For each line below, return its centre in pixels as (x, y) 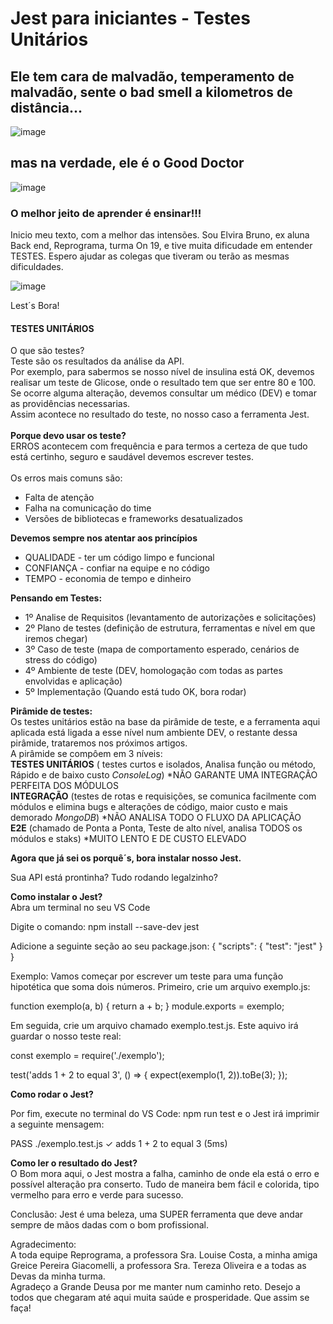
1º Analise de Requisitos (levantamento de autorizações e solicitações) (170, 618)
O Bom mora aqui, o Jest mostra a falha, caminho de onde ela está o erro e (165, 1174)
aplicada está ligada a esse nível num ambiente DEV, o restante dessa (154, 733)
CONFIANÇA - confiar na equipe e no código (117, 568)
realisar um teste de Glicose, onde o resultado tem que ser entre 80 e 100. (163, 383)
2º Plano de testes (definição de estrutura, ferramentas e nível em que (170, 628)
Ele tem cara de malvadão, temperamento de (152, 76)
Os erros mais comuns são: (66, 478)
